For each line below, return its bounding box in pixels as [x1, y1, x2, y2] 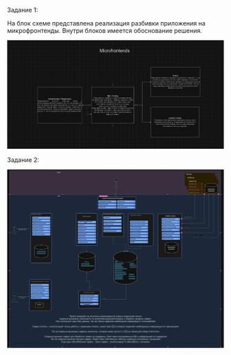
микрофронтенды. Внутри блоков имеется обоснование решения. [7, 27, 203, 34]
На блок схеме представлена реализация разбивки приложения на [7, 19, 206, 27]
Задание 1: [7, 6, 38, 14]
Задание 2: [7, 156, 40, 164]
